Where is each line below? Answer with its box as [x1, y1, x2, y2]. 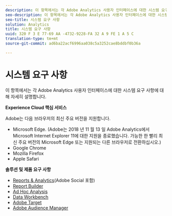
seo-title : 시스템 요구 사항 [5, 17, 60, 22]
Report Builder [12, 183, 44, 189]
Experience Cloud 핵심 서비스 [5, 104, 67, 110]
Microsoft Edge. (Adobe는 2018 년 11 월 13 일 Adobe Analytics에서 [12, 126, 150, 132]
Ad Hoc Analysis [12, 188, 48, 194]
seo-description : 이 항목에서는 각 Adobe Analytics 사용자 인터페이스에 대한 [5, 12, 156, 17]
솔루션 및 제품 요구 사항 [5, 166, 51, 172]
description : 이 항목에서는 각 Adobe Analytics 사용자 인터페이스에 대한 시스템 [5, 7, 160, 13]
